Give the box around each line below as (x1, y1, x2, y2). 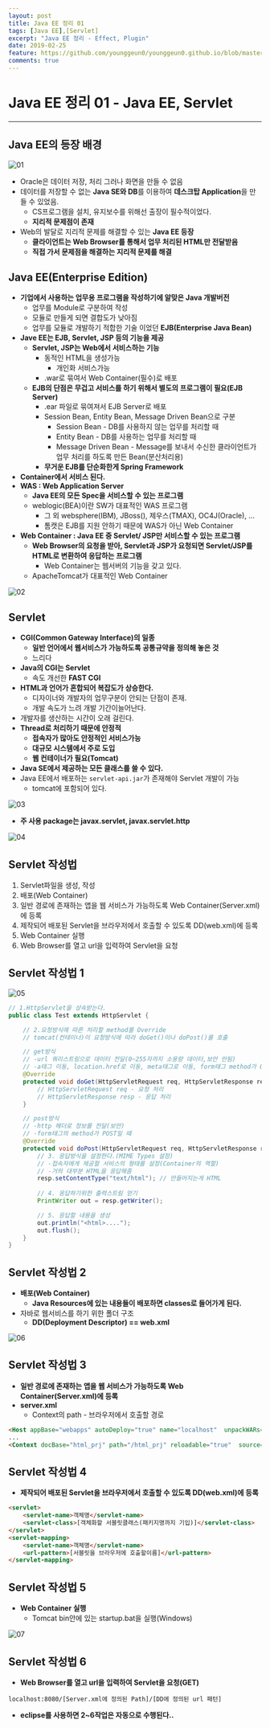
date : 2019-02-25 (8, 42, 67, 50)
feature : (8, 49, 38, 57)
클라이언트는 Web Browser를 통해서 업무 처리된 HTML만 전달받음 (31, 236, 239, 246)
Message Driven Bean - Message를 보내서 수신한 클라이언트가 (55, 442, 257, 452)
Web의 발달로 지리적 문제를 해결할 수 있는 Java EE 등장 (19, 227, 194, 236)
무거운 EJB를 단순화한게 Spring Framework (43, 462, 184, 472)
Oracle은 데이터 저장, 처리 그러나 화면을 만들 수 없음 (19, 176, 183, 186)
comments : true (8, 57, 59, 65)
